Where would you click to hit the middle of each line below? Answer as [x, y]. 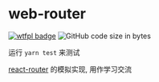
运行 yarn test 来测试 [44, 52]
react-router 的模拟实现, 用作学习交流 [70, 69]
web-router [47, 14]
